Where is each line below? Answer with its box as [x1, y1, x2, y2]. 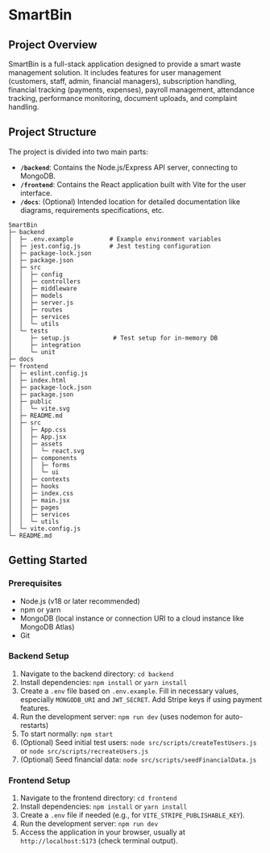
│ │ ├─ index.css [8, 489, 74, 497]
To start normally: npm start [19, 729, 114, 738]
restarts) [19, 720, 49, 730]
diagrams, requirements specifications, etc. [19, 205, 164, 215]
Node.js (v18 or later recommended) [19, 596, 141, 606]
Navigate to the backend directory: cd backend [19, 668, 174, 679]
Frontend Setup [8, 775, 71, 786]
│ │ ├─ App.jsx [8, 433, 67, 441]
